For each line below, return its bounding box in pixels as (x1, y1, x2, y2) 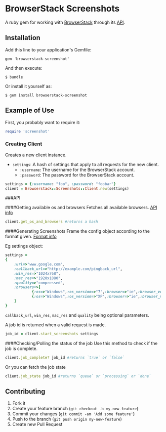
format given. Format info (5, 233, 57, 240)
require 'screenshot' (5, 129, 50, 134)
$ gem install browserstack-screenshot (5, 92, 87, 98)
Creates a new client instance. (5, 152, 67, 158)
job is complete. (5, 346, 38, 351)
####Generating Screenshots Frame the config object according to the (5, 228, 150, 234)
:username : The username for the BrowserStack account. (19, 167, 135, 173)
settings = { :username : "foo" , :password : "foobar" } (5, 181, 116, 186)
